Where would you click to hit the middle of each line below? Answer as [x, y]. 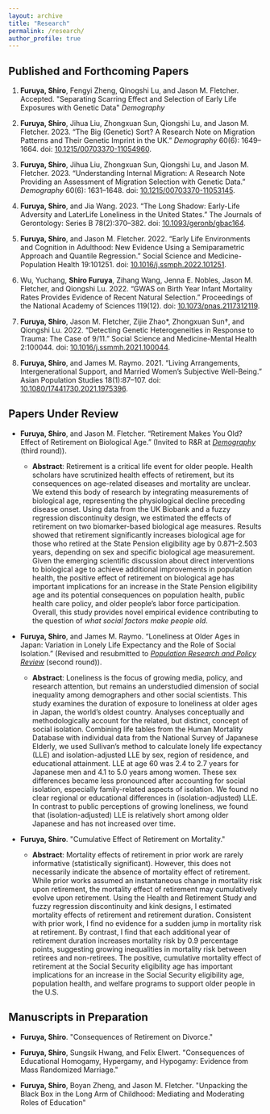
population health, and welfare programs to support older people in [143, 983]
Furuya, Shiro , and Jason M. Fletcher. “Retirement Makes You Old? [131, 433]
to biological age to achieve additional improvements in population [142, 569]
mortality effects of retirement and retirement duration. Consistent [141, 915]
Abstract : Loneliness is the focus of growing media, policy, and [137, 677]
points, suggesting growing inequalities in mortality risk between [139, 949]
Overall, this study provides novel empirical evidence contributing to [145, 612]
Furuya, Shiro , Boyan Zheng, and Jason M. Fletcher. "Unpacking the [134, 1085]
